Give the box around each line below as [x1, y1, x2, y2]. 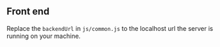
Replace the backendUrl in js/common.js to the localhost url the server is [6, 24, 214, 32]
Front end [6, 6, 50, 18]
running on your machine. [6, 32, 81, 40]
